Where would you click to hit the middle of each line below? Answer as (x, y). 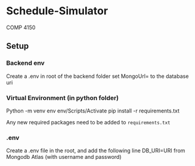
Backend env (25, 63)
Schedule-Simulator (57, 11)
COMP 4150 (21, 27)
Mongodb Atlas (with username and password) (64, 157)
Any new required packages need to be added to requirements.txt (88, 122)
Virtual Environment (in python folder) (63, 98)
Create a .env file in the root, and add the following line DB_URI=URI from (96, 151)
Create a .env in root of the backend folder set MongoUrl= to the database (97, 76)
